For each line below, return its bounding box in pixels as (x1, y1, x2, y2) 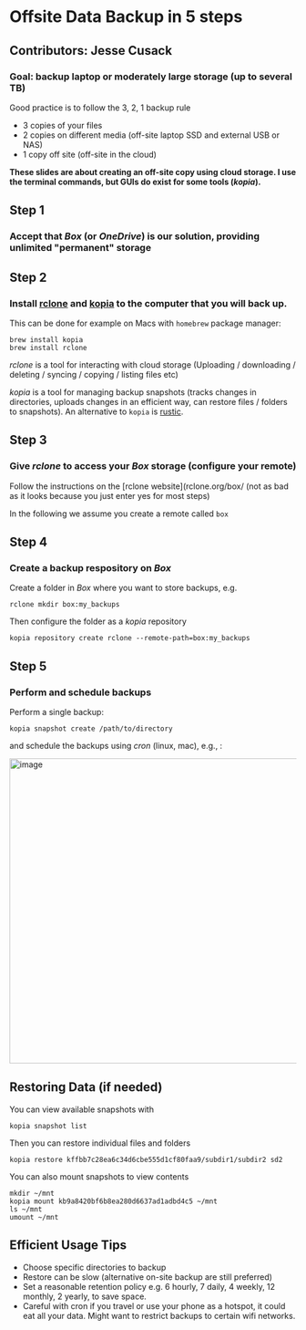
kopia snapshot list (9, 1121, 88, 1130)
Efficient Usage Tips (9, 1238, 127, 1253)
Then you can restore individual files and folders (9, 1138, 191, 1148)
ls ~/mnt (9, 1204, 43, 1214)
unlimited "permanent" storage (9, 242, 152, 255)
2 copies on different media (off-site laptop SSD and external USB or (22, 130, 280, 140)
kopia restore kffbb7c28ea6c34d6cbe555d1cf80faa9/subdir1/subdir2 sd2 (9, 1155, 283, 1164)
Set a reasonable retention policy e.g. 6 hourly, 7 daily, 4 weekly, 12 (22, 1281, 276, 1292)
